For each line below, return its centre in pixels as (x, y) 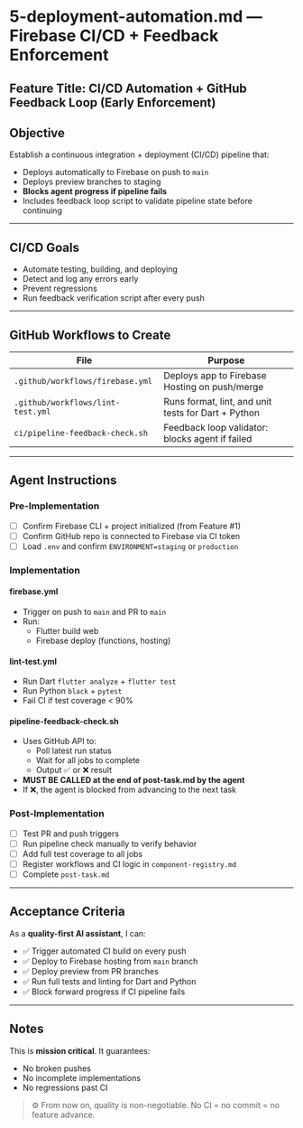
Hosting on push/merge (214, 387)
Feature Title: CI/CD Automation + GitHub (129, 88)
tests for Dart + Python (211, 413)
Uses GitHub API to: (59, 741)
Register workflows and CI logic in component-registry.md (129, 863)
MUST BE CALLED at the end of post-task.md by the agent (133, 780)
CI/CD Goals (44, 247)
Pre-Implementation (55, 506)
